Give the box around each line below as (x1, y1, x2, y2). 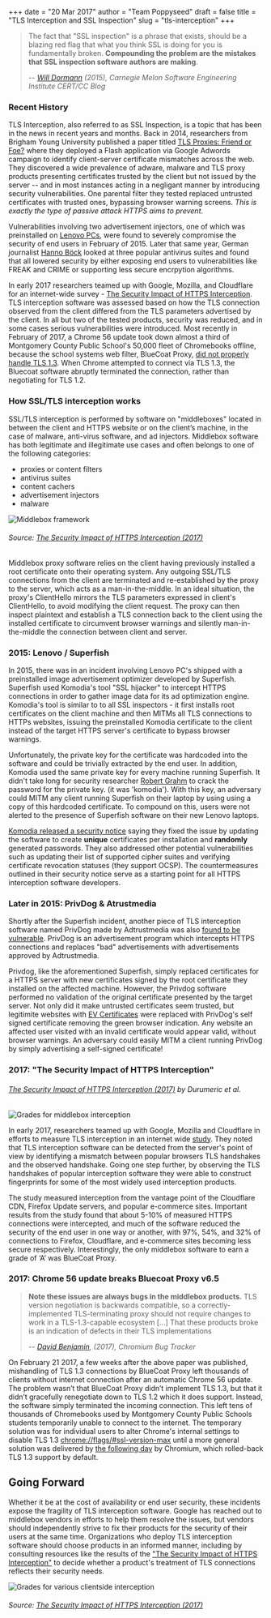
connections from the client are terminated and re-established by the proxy (8, 575, 259, 584)
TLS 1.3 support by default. (8, 1452, 99, 1462)
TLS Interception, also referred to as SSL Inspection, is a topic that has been (8, 120, 262, 130)
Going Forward (8, 1475, 85, 1490)
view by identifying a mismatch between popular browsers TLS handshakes (8, 1151, 261, 1161)
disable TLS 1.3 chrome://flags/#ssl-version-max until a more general (8, 1435, 240, 1445)
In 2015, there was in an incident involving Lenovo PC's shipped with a (8, 666, 243, 675)
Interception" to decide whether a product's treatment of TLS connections (8, 1557, 256, 1567)
